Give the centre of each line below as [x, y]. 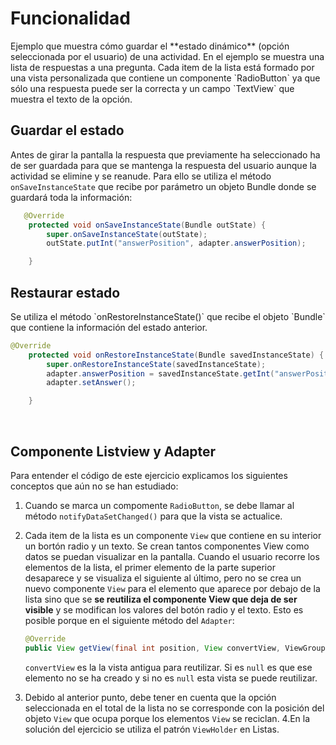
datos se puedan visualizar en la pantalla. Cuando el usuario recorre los [172, 556]
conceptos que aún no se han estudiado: [94, 486]
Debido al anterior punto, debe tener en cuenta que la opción [150, 697]
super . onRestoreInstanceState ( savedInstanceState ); [156, 364]
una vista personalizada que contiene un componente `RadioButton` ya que [165, 78]
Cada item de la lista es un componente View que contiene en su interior [173, 535]
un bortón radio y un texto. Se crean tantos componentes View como [167, 546]
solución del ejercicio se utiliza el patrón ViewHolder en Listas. [152, 729]
